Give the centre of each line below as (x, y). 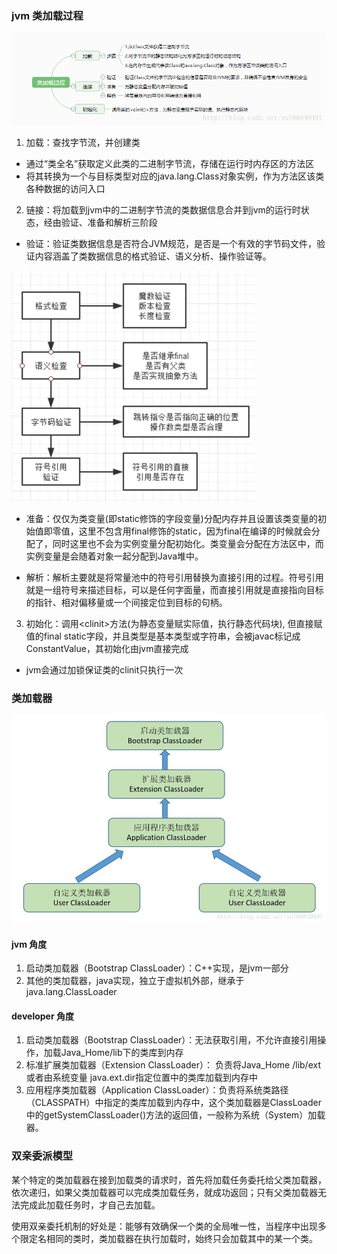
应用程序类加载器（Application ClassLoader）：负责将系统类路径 (157, 1090)
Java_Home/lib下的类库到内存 (122, 1053)
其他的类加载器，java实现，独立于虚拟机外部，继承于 (135, 981)
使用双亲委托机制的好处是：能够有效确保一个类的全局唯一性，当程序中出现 (164, 1226)
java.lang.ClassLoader (71, 992)
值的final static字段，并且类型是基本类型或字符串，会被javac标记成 (163, 636)
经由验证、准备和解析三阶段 (100, 223)
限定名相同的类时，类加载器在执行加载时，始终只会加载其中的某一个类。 (168, 1238)
